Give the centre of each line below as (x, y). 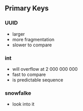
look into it (23, 104)
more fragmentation (33, 39)
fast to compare (29, 74)
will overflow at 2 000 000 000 (45, 69)
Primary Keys (27, 8)
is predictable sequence (38, 80)
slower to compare (32, 45)
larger (18, 34)
